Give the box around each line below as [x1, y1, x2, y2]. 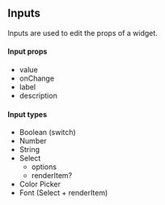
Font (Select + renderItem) [19, 188, 108, 198]
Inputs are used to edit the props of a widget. [7, 28, 159, 37]
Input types [7, 109, 48, 119]
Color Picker [19, 179, 61, 190]
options [31, 162, 57, 172]
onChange [19, 73, 54, 84]
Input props [7, 46, 48, 56]
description [19, 91, 57, 101]
